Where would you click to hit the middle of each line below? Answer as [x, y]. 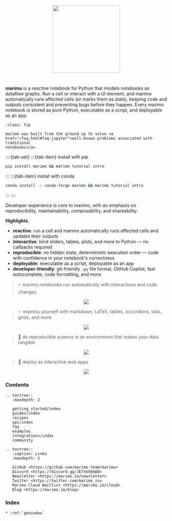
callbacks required [32, 247]
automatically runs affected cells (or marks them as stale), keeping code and [86, 99]
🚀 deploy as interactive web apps [53, 362]
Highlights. [17, 221]
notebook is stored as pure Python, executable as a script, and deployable [84, 110]
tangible [26, 342]
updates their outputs [35, 236]
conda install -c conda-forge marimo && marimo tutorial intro [74, 185]
